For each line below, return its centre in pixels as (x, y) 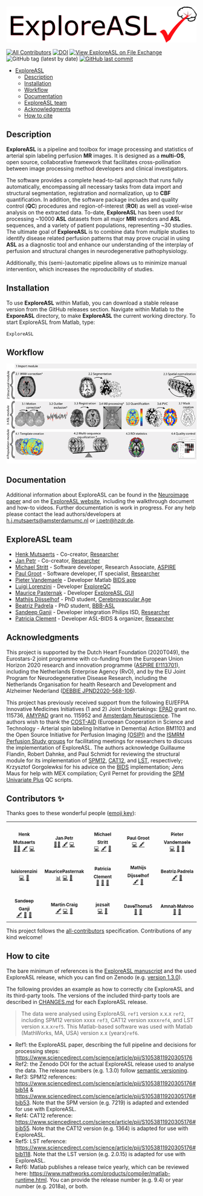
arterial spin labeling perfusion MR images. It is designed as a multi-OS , (96, 156)
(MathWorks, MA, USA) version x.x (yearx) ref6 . (80, 1032)
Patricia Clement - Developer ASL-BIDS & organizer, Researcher (94, 618)
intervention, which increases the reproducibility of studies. (80, 269)
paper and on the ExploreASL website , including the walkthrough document (100, 501)
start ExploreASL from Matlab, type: (51, 322)
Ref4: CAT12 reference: (44, 1115)
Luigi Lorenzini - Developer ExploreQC (63, 586)
